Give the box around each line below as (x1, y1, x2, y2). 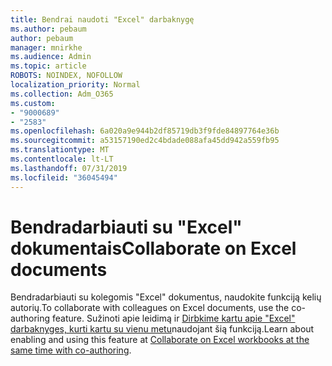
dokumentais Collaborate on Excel (10, 237, 297, 260)
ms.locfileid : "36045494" (10, 172, 118, 183)
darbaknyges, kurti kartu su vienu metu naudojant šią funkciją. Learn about (10, 323, 315, 335)
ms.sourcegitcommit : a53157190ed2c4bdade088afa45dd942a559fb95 (10, 136, 280, 146)
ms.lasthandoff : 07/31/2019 (10, 163, 128, 173)
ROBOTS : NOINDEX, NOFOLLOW (10, 71, 123, 81)
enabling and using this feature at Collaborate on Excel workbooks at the (10, 334, 310, 346)
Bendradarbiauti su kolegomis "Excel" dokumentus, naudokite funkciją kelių (10, 291, 322, 303)
